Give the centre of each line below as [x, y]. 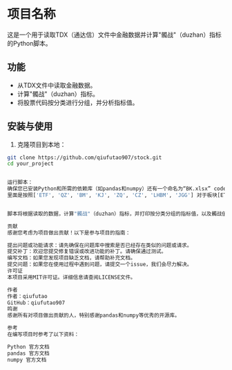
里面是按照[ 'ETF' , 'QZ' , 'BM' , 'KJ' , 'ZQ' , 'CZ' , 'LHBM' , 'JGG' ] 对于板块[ [114, 195]
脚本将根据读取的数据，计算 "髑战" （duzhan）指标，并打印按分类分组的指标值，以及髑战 [115, 214]
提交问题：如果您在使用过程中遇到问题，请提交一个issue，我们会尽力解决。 [100, 265]
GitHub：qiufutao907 [36, 303]
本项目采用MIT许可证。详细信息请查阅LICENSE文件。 [71, 277]
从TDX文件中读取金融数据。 [57, 85]
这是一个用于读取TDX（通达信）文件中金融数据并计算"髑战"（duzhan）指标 [115, 35]
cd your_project [30, 164]
